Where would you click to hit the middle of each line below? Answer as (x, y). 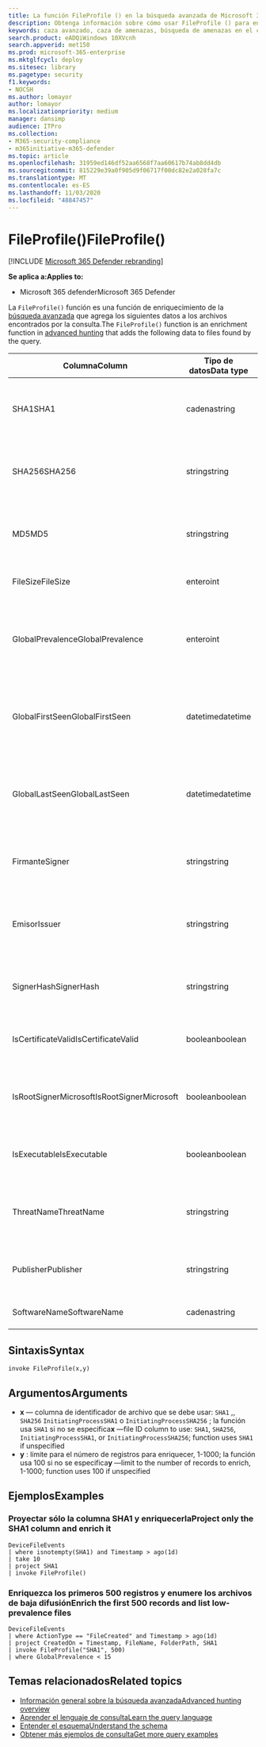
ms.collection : (33, 133)
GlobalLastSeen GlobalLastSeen (71, 794)
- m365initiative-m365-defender (61, 148)
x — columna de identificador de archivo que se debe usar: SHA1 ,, (127, 1412)
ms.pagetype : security (46, 75)
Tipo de (218, 361)
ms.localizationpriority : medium (63, 112)
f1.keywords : (30, 82)
